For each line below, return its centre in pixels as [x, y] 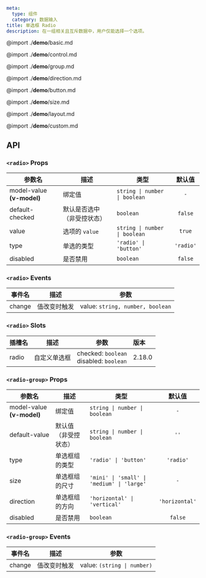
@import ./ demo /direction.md [44, 79]
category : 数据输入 [35, 20]
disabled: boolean [102, 361]
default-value [29, 434]
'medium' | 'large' [118, 484]
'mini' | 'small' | [118, 477]
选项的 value [81, 231]
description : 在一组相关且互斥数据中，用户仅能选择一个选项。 [77, 31]
